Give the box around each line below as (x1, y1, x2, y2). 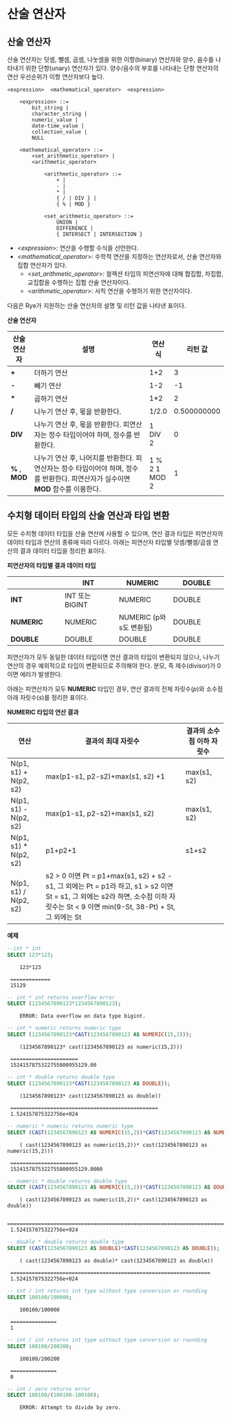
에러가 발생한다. (19, 670, 63, 678)
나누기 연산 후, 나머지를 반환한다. (34, 454, 134, 463)
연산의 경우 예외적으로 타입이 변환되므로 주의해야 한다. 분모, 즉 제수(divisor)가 (7, 662, 216, 670)
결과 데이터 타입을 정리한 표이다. (19, 547, 107, 555)
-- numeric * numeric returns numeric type (7, 1123, 134, 1130)
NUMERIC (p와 (119, 612, 166, 622)
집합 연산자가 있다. (16, 261, 67, 269)
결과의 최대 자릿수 (85, 736, 140, 745)
